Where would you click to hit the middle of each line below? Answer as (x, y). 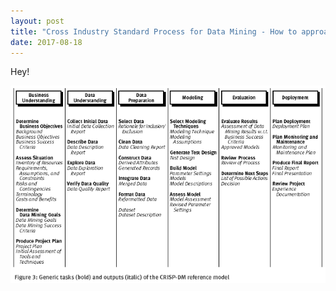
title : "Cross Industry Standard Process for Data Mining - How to (154, 31)
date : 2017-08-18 (46, 42)
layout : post (37, 21)
